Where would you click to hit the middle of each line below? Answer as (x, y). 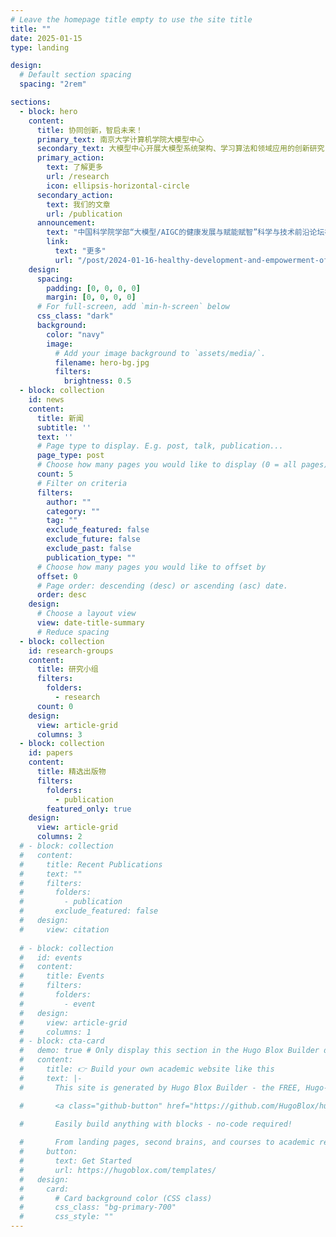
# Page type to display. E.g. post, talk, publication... (160, 446)
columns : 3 (59, 734)
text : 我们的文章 (78, 204)
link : (58, 242)
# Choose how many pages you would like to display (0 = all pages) (182, 465)
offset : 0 (57, 576)
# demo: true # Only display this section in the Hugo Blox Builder (169, 1051)
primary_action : (70, 158)
